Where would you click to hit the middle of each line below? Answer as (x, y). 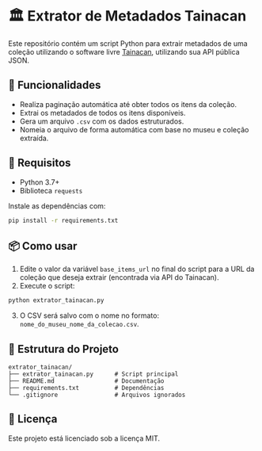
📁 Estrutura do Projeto (63, 349)
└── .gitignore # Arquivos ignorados (97, 395)
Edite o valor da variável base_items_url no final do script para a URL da (137, 269)
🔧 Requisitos (40, 163)
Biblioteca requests (51, 190)
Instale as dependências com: (57, 206)
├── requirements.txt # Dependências (86, 388)
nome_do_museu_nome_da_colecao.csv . (80, 324)
